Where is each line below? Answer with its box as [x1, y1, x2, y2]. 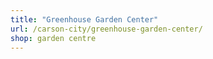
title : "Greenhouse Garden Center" [10, 14, 159, 25]
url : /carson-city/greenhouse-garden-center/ [10, 24, 203, 34]
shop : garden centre [10, 33, 97, 43]
